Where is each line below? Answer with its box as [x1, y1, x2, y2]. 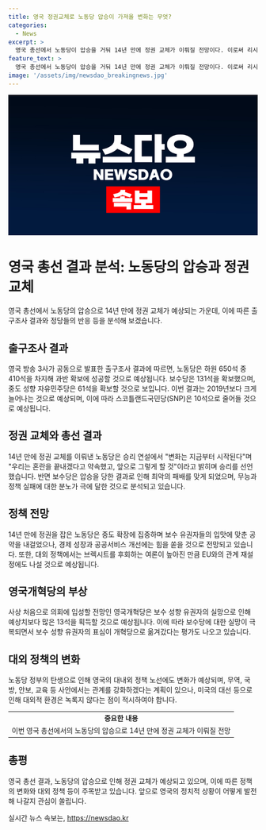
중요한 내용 [104, 713, 139, 723]
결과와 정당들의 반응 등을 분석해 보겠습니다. [28, 316, 163, 326]
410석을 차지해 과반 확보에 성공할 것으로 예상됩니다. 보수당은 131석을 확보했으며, [8, 374, 256, 383]
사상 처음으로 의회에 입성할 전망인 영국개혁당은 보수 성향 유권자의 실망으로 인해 [8, 608, 252, 617]
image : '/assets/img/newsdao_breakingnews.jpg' [8, 71, 169, 79]
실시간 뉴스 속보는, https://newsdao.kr [8, 813, 129, 822]
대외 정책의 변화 [8, 652, 81, 666]
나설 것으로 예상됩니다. [28, 559, 100, 569]
